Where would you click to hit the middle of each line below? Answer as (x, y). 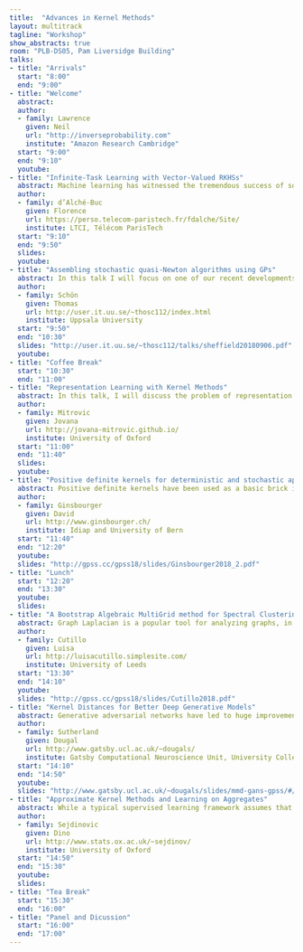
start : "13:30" (46, 674)
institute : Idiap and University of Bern (104, 531)
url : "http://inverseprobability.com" (98, 136)
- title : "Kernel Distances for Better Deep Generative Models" (133, 707)
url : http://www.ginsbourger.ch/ (88, 522)
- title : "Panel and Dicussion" (70, 917)
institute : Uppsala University (84, 320)
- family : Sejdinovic (58, 825)
